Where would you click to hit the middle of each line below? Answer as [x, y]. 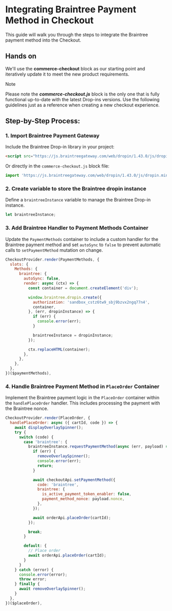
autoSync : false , [42, 279]
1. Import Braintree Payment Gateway [52, 136]
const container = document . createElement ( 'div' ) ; [83, 288]
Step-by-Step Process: [43, 121]
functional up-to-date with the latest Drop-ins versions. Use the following [82, 99]
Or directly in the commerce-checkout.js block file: [57, 166]
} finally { [27, 584]
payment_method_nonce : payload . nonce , [83, 499]
